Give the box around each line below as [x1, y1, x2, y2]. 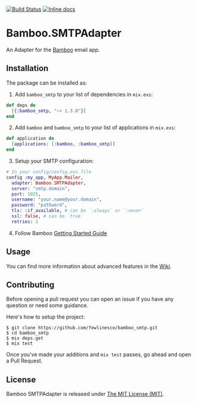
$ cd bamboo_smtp [6, 330, 49, 336]
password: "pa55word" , [11, 202, 68, 208]
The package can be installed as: [6, 79, 87, 86]
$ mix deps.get [6, 335, 44, 342]
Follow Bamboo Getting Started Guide [14, 229, 107, 236]
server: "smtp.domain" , [11, 185, 70, 192]
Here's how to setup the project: [6, 313, 85, 321]
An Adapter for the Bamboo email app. [6, 46, 100, 53]
